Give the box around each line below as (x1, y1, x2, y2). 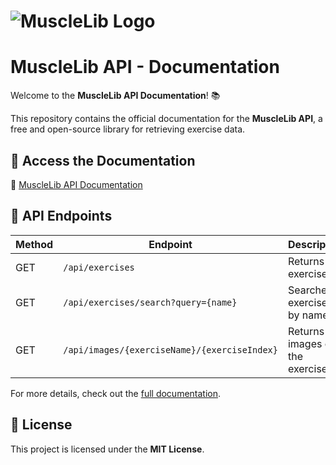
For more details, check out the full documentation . (10, 387, 222, 399)
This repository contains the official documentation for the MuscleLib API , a (10, 113, 323, 125)
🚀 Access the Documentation (10, 152, 196, 169)
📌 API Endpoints (10, 208, 113, 225)
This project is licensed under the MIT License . (10, 443, 205, 455)
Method (15, 237, 54, 251)
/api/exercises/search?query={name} (63, 296, 238, 308)
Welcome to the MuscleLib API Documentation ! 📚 (10, 90, 221, 102)
